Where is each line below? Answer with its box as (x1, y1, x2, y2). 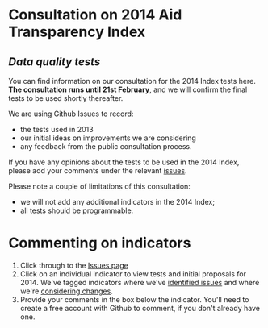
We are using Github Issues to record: (8, 109, 134, 118)
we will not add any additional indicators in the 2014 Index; (19, 197, 216, 206)
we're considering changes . (19, 286, 113, 296)
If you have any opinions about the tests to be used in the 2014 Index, (8, 157, 240, 167)
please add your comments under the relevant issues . (8, 166, 187, 175)
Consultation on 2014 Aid (8, 6, 182, 24)
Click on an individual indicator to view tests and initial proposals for (19, 268, 247, 279)
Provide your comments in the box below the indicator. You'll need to (19, 294, 249, 304)
